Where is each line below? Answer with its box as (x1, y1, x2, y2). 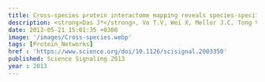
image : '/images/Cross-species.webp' (8, 33, 132, 41)
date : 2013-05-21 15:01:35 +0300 (8, 26, 118, 34)
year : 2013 (8, 62, 47, 70)
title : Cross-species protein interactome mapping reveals (8, 11, 207, 20)
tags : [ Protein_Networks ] (8, 41, 93, 48)
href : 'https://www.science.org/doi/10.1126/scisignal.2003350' (8, 48, 227, 55)
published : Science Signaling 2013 (8, 55, 125, 63)
